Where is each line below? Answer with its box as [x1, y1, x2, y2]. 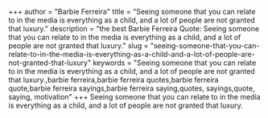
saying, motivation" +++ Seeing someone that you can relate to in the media [8, 92, 261, 101]
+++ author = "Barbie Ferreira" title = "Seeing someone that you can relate [8, 7, 256, 16]
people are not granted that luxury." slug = [8, 41, 149, 51]
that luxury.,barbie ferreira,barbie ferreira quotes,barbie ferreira [8, 75, 219, 84]
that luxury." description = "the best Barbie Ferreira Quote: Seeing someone [8, 24, 260, 33]
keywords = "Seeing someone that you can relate [92, 58, 257, 67]
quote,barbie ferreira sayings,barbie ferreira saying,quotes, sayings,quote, [8, 83, 255, 93]
